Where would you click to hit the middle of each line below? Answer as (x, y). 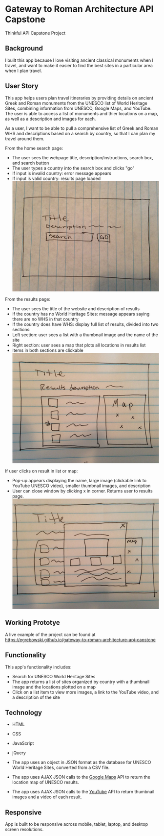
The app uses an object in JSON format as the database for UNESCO (82, 762)
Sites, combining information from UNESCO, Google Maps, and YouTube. (78, 108)
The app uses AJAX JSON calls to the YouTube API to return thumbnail (83, 792)
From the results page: (28, 299)
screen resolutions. (24, 830)
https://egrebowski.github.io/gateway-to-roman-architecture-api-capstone (81, 639)
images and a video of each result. (47, 797)
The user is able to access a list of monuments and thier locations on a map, (82, 113)
